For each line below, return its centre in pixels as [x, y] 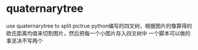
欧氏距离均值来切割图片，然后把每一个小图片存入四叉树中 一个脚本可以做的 [98, 33]
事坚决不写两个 [24, 40]
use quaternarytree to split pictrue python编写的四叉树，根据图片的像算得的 [99, 26]
